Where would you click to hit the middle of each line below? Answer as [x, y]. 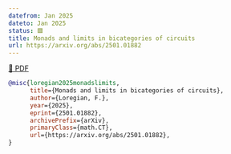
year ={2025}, [51, 105]
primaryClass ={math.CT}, [71, 128]
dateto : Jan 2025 [37, 23]
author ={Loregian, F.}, [69, 98]
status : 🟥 [26, 30]
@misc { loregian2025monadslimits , [64, 83]
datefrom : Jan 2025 [41, 16]
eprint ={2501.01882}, [66, 113]
